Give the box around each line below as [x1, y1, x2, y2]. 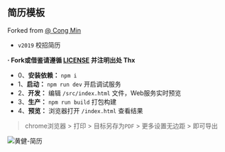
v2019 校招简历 [17, 40, 61, 49]
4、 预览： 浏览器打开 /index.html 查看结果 [17, 106, 143, 115]
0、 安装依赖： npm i [17, 70, 77, 80]
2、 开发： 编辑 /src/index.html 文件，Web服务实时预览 [17, 88, 182, 97]
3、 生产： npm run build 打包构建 [17, 97, 117, 106]
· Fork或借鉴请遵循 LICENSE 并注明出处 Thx [7, 55, 136, 64]
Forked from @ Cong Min [7, 26, 82, 34]
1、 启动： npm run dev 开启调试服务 [17, 80, 122, 88]
